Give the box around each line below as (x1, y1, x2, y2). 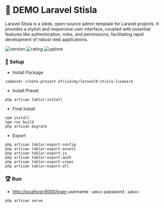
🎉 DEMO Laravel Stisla (5, 4, 98, 16)
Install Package (12, 69, 43, 75)
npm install (5, 115, 30, 120)
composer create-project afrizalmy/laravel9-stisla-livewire (5, 79, 133, 84)
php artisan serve (5, 198, 43, 203)
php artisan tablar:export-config (5, 142, 76, 147)
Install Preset (12, 88, 39, 94)
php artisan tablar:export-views (5, 160, 74, 165)
